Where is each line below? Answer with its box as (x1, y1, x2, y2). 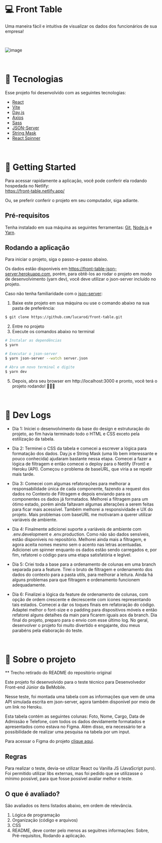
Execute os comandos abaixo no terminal (12, 329, 95, 335)
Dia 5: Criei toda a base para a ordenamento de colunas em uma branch (12, 561, 156, 567)
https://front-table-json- (68, 266, 117, 272)
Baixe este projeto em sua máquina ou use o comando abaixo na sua (12, 300, 149, 306)
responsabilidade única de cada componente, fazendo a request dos (12, 486, 150, 491)
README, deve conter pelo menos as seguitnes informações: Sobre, (12, 827, 149, 833)
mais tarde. (12, 471, 35, 477)
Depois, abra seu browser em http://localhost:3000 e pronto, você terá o (12, 378, 158, 384)
